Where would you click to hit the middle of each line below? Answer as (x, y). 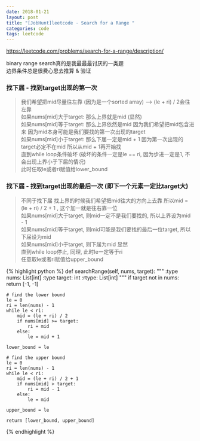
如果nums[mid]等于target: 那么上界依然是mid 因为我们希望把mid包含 (105, 124)
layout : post (22, 17)
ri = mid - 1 (44, 389)
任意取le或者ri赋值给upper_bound (62, 259)
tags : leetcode (25, 34)
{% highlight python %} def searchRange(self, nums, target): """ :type (92, 271)
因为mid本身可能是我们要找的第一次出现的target (87, 132)
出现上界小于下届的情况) (56, 162)
